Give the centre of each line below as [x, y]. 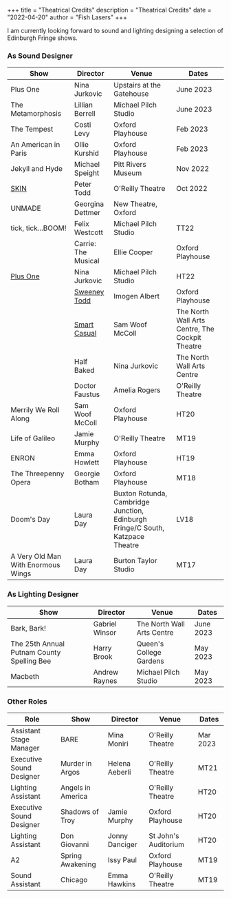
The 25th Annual [38, 644]
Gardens [150, 661]
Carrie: [85, 244]
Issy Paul [122, 859]
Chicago [74, 879]
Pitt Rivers [130, 165]
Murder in [76, 763]
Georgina [89, 204]
